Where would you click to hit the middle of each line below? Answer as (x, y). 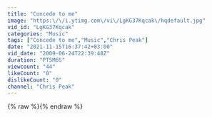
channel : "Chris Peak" (41, 87)
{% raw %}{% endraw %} (45, 106)
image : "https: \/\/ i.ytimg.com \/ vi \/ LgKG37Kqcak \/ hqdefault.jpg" (106, 21)
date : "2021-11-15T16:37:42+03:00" (60, 47)
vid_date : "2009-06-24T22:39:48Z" (59, 54)
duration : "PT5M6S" (36, 60)
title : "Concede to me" (43, 14)
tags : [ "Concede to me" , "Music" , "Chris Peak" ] (78, 40)
